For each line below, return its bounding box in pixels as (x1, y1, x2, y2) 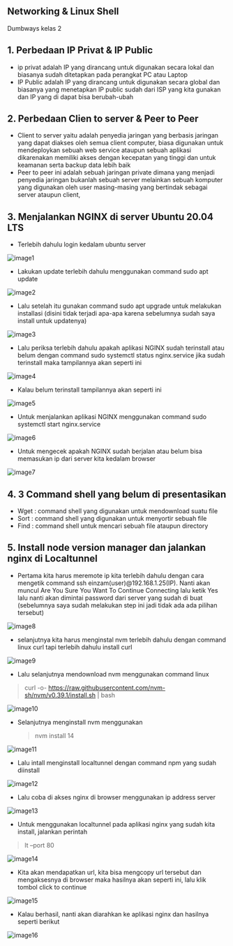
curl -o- (24, 683, 47, 692)
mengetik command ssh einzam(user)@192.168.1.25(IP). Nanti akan (17, 579, 211, 587)
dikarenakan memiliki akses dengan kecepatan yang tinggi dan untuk (17, 154, 216, 162)
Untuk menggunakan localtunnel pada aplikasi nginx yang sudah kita (17, 820, 216, 828)
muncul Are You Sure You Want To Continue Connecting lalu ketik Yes (17, 586, 218, 594)
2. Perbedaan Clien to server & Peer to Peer (7, 113, 199, 125)
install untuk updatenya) (17, 317, 87, 325)
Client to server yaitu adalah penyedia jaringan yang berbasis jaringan (17, 131, 218, 140)
